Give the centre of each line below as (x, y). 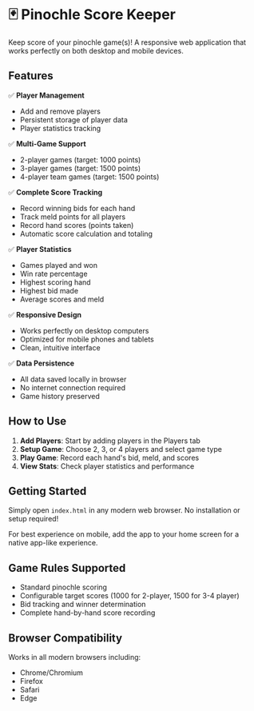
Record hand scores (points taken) (77, 225)
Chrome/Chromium (52, 673)
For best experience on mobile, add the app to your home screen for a (124, 534)
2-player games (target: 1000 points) (80, 159)
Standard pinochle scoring (63, 587)
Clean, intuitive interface (60, 347)
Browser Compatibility (65, 638)
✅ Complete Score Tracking (56, 192)
